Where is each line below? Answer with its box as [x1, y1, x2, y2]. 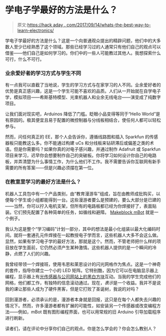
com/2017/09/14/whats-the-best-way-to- [66, 22, 151, 28]
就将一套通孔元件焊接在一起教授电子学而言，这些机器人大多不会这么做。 [13, 232, 161, 238]
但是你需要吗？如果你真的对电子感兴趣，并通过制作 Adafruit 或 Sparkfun [13, 146, 161, 152]
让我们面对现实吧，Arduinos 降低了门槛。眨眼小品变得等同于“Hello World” [5, 111, 156, 117]
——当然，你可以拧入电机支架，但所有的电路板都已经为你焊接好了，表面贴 [5, 203, 157, 209]
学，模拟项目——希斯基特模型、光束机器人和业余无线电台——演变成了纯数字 [5, 95, 161, 100]
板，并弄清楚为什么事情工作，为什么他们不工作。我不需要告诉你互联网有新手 [5, 159, 161, 165]
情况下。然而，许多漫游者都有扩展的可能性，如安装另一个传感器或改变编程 [5, 302, 157, 308]
